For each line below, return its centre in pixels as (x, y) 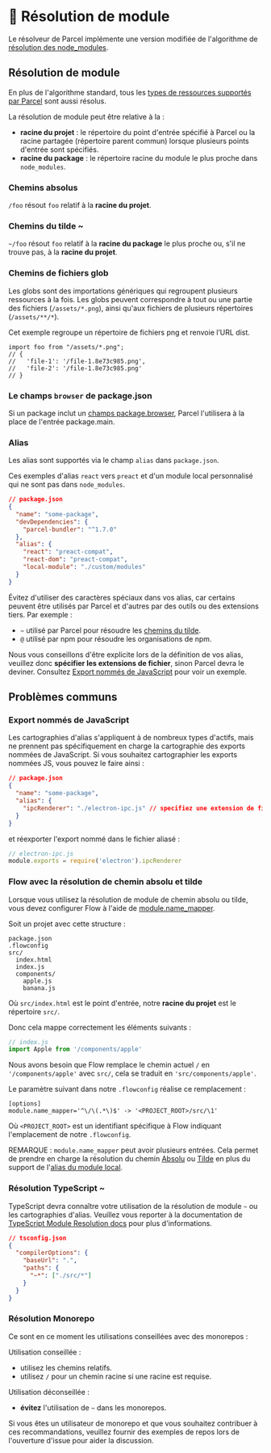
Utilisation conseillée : (45, 1352)
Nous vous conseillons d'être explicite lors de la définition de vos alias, (126, 655)
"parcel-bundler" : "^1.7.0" (70, 529)
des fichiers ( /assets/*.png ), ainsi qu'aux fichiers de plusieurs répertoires (131, 308)
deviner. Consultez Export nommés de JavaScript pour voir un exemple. (128, 672)
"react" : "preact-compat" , (68, 552)
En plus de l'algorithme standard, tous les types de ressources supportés (130, 92)
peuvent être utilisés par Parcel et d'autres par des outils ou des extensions (134, 606)
